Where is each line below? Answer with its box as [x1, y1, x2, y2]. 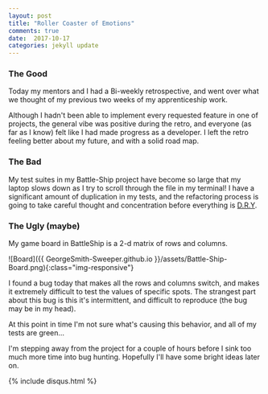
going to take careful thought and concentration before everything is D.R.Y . [8, 200, 258, 210]
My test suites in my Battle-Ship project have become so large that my [8, 174, 241, 184]
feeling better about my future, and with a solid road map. [8, 136, 200, 146]
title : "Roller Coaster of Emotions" [8, 19, 135, 27]
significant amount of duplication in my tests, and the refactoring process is [8, 191, 259, 201]
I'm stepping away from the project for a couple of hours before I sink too [8, 343, 252, 354]
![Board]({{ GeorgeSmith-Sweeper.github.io [8, 254, 153, 264]
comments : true [8, 27, 60, 35]
